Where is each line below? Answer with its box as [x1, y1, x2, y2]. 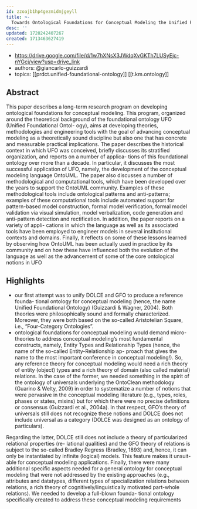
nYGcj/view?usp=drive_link [14, 58, 80, 65]
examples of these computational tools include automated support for [6, 196, 175, 203]
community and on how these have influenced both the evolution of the [6, 246, 179, 253]
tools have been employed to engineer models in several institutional [6, 228, 172, 235]
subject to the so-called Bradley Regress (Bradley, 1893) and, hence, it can [6, 446, 187, 453]
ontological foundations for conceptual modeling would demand [14, 329, 169, 336]
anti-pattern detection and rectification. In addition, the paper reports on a [6, 215, 185, 222]
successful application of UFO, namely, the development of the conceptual [6, 165, 186, 172]
